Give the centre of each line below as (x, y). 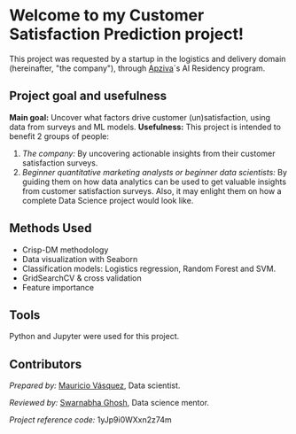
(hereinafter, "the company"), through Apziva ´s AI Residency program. (137, 68)
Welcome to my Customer (107, 15)
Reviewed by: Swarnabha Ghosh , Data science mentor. (109, 403)
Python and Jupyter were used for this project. (94, 337)
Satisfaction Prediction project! (126, 34)
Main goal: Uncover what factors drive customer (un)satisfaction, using (140, 117)
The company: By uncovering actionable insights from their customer (149, 153)
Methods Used (51, 228)
